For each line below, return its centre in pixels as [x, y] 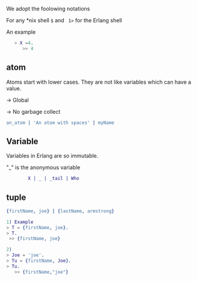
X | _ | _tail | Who [54, 179]
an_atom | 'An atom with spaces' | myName [60, 123]
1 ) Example [20, 222]
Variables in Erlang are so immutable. [52, 156]
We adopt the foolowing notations [48, 9]
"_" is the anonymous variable [43, 167]
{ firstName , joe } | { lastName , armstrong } [60, 211]
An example [21, 32]
